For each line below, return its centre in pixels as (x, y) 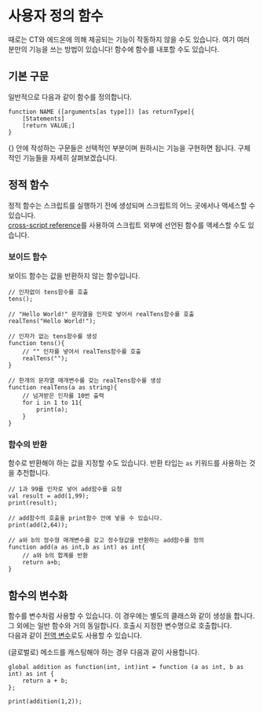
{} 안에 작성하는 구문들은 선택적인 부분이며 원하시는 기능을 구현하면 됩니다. (122, 148)
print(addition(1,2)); (45, 701)
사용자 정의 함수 (56, 16)
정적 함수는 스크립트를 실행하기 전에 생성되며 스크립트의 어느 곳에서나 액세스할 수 (132, 205)
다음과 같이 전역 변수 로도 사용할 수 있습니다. (75, 635)
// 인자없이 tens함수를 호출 (48, 292)
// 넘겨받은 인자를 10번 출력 (63, 395)
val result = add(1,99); (49, 496)
